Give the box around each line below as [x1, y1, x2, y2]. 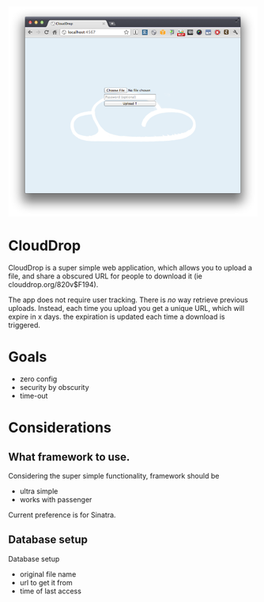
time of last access [19, 586, 81, 596]
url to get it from [19, 577, 73, 587]
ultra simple [19, 487, 58, 496]
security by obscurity [19, 383, 89, 392]
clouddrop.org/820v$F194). [8, 280, 99, 290]
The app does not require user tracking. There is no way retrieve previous [8, 295, 249, 305]
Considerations [8, 418, 112, 437]
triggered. [8, 320, 41, 330]
